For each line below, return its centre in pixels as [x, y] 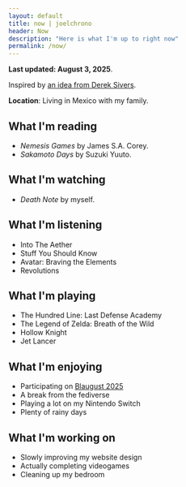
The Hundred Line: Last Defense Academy [91, 315]
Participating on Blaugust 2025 [72, 386]
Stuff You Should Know [59, 253]
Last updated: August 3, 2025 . [61, 69]
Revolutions [40, 270]
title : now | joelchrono [50, 24]
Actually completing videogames [75, 466]
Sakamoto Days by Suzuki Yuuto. [76, 154]
